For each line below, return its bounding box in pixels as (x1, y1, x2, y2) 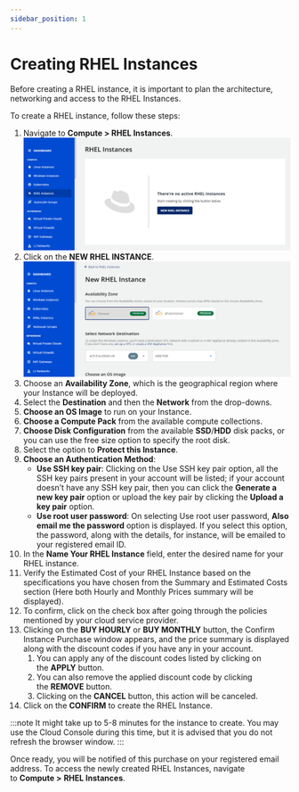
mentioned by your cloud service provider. (22, 615, 179, 625)
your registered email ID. (36, 539, 127, 549)
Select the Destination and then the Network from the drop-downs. (22, 397, 272, 408)
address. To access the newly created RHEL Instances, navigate (10, 763, 246, 773)
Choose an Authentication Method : (22, 453, 157, 464)
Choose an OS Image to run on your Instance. (22, 406, 192, 417)
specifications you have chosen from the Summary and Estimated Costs (22, 576, 288, 588)
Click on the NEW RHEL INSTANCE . (22, 252, 155, 262)
